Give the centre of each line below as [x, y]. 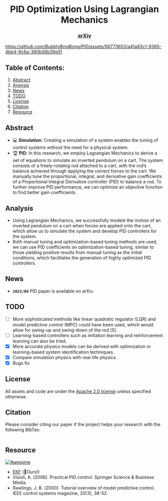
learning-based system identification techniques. [63, 352]
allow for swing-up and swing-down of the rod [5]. [65, 330]
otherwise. [16, 396]
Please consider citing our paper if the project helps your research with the [83, 425]
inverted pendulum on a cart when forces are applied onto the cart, [82, 225]
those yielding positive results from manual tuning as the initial [77, 252]
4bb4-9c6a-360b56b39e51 [34, 52]
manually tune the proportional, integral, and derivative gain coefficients [87, 177]
